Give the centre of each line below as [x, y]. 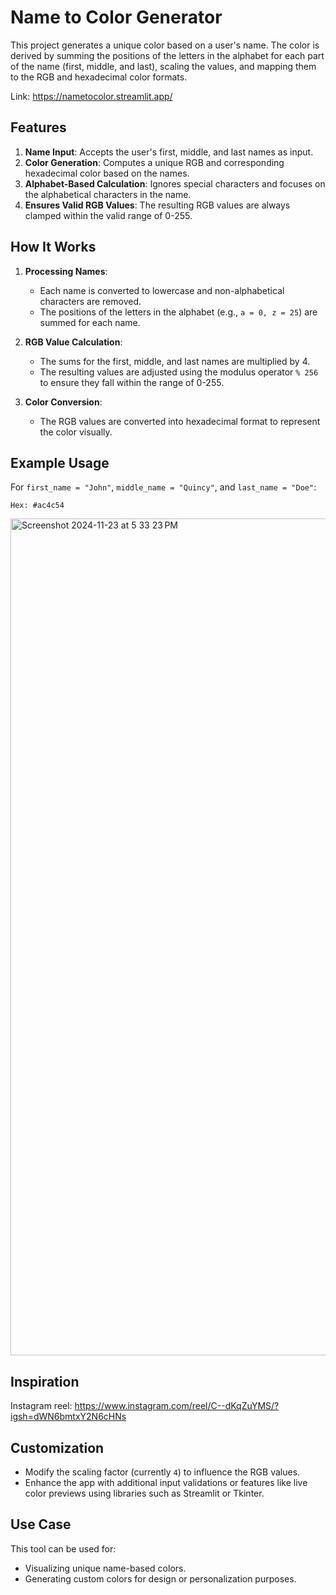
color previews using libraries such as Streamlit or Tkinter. [144, 1493]
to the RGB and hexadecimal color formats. [99, 77]
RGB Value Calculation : [73, 342]
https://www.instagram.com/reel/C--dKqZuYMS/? [177, 1406]
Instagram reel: [41, 1406]
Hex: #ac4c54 [37, 506]
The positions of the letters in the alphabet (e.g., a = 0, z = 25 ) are [178, 312]
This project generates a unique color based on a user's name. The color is [165, 45]
